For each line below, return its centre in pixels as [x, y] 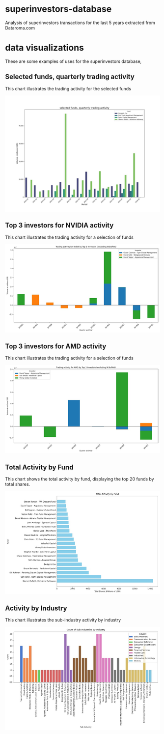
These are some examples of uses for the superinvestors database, [73, 61]
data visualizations [45, 48]
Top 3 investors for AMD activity [56, 346]
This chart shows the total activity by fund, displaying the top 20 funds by [80, 479]
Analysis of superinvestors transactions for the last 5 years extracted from [80, 23]
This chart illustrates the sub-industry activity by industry [63, 620]
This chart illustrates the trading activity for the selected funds [68, 88]
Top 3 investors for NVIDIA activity [59, 225]
